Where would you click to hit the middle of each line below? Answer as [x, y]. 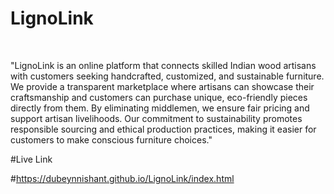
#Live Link [31, 159]
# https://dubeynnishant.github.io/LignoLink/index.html [122, 178]
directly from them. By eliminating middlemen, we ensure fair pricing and [160, 108]
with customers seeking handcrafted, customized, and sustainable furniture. [167, 76]
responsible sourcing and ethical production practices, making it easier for [163, 129]
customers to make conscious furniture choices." [111, 139]
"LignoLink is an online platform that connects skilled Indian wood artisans [163, 65]
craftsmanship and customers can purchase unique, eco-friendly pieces [159, 97]
